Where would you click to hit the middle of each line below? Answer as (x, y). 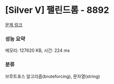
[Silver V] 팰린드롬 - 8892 (57, 10)
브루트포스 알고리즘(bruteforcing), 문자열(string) (53, 76)
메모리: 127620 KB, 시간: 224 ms (38, 50)
